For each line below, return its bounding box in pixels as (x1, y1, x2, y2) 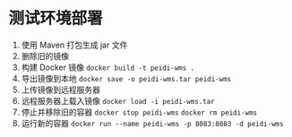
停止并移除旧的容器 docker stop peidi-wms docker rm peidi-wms (21, 107, 258, 117)
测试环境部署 (8, 8, 104, 29)
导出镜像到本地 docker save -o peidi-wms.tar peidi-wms (21, 73, 232, 83)
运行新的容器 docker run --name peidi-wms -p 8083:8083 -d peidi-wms (21, 117, 284, 128)
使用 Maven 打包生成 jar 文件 (21, 39, 128, 50)
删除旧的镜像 (21, 50, 69, 61)
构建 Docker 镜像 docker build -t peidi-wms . (21, 62, 195, 73)
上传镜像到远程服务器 (21, 84, 100, 95)
